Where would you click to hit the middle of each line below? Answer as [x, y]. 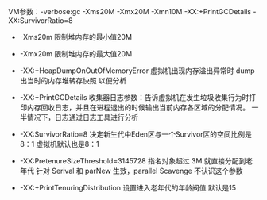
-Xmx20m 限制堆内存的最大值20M [76, 54]
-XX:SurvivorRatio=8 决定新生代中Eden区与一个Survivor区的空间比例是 [136, 134]
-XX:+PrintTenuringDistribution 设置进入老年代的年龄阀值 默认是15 [128, 188]
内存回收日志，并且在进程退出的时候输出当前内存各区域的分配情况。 [138, 107]
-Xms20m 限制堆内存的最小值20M [76, 37]
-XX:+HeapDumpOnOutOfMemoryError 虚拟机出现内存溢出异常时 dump [137, 71]
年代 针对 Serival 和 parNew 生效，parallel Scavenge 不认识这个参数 [131, 171]
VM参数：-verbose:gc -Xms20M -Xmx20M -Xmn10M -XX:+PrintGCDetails [130, 12]
